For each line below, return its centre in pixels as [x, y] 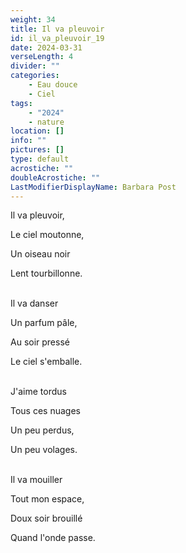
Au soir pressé [40, 342]
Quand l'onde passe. [53, 538]
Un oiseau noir [40, 254]
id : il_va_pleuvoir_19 [57, 38]
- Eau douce [53, 85]
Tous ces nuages [45, 411]
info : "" [28, 141]
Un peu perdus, [42, 430]
